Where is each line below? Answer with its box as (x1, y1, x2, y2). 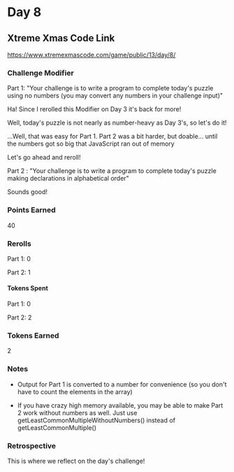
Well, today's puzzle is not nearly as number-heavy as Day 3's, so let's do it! (7, 118, 227, 127)
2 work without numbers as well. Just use (17, 408, 138, 417)
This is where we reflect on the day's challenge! (7, 457, 145, 465)
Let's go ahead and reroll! (7, 153, 81, 162)
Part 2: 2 (7, 313, 32, 322)
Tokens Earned (7, 331, 59, 340)
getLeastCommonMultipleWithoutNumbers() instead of (17, 416, 176, 424)
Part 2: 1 (7, 268, 31, 277)
